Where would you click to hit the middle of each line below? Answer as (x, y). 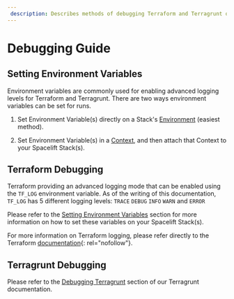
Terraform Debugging (55, 169)
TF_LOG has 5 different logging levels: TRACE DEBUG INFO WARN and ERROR (106, 201)
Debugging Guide (59, 48)
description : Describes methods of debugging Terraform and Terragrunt (116, 14)
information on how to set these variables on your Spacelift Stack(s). (106, 222)
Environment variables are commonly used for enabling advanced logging (113, 91)
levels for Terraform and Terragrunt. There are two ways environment (107, 98)
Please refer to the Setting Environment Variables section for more (102, 214)
